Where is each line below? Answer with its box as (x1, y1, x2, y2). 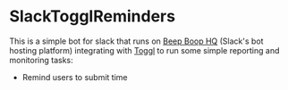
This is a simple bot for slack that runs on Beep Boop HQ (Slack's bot (9, 36, 264, 46)
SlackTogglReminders (9, 6, 176, 27)
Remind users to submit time (21, 71, 128, 82)
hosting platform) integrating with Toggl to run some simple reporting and (9, 45, 280, 55)
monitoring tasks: (9, 54, 73, 65)
